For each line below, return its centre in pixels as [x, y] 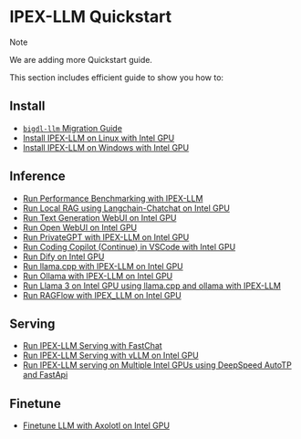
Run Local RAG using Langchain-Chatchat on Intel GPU [126, 208]
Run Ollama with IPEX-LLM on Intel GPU [98, 276]
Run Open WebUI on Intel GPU [80, 227]
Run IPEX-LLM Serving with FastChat [92, 346]
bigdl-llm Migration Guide [73, 128]
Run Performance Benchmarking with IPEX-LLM [113, 198]
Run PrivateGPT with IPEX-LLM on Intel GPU [106, 237]
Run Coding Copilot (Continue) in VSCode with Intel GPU [129, 246]
